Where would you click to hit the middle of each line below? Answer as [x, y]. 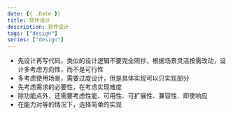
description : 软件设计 [38, 27]
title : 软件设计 [29, 20]
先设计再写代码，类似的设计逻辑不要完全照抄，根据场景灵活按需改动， [119, 61]
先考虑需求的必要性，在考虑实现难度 [70, 87]
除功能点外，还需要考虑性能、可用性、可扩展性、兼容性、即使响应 [112, 96]
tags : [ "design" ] [33, 33]
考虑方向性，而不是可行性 [66, 69]
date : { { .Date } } [34, 14]
